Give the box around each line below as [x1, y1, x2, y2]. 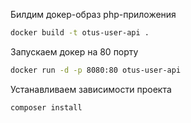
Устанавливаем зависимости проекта [10, 83, 172, 95]
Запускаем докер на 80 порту [10, 45, 139, 58]
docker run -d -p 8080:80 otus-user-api [10, 65, 182, 75]
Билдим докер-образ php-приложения [10, 9, 177, 20]
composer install [10, 102, 83, 113]
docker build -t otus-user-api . [10, 28, 150, 38]
